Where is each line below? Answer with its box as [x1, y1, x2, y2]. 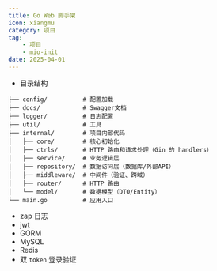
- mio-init [22, 48, 59, 56]
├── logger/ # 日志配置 [8, 112, 114, 120]
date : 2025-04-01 [8, 56, 66, 64]
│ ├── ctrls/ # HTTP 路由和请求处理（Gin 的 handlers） [8, 145, 213, 154]
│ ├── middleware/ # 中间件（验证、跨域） [8, 171, 149, 179]
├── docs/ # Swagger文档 [8, 104, 127, 111]
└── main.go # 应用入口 [8, 196, 114, 204]
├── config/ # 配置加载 [8, 96, 114, 104]
